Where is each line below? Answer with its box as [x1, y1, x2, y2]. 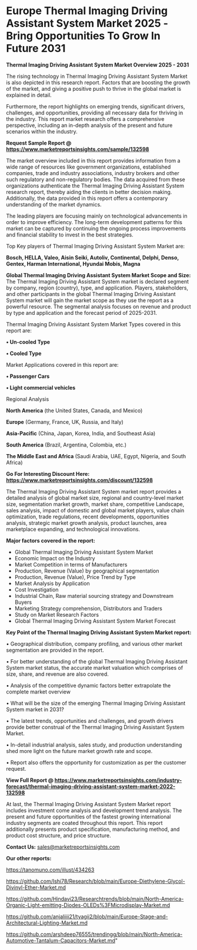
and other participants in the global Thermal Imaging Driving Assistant [6, 290, 176, 297]
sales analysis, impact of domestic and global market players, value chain [6, 507, 185, 514]
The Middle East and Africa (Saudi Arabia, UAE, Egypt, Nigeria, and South [6, 452, 186, 459]
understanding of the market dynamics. [6, 200, 102, 208]
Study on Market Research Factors [14, 611, 99, 618]
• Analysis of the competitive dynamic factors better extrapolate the [6, 682, 171, 689]
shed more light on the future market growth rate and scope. [6, 747, 153, 754]
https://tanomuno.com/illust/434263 [6, 866, 95, 873]
